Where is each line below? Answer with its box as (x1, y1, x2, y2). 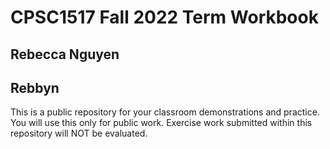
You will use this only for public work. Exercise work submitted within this (10, 117, 313, 129)
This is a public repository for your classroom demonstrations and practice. (10, 106, 320, 118)
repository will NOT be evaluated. (10, 127, 148, 140)
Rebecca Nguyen (10, 46, 120, 63)
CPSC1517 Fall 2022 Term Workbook (10, 6, 319, 29)
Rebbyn (10, 79, 60, 96)
